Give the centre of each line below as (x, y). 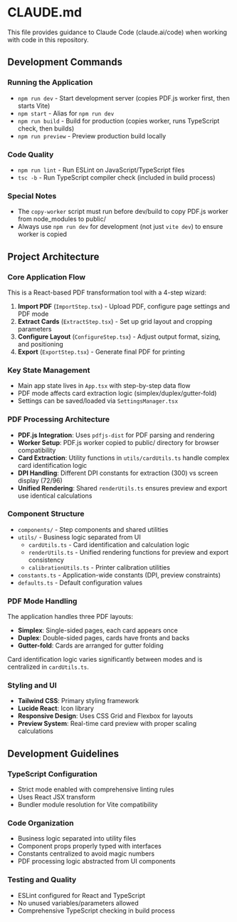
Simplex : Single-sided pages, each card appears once (98, 630)
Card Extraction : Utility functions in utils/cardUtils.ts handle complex (123, 458)
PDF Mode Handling (42, 601)
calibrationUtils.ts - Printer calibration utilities (99, 567)
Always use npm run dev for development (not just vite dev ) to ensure (120, 227)
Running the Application (50, 83)
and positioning (41, 344)
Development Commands (65, 62)
